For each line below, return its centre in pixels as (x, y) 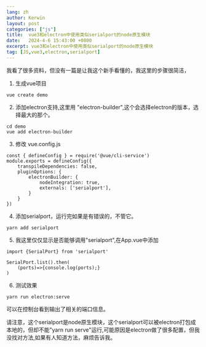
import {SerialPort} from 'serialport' (57, 251)
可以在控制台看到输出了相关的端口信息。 (57, 309)
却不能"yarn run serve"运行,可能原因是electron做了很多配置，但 (114, 330)
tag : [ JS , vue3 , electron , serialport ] (53, 52)
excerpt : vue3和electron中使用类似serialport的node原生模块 (80, 47)
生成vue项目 (31, 83)
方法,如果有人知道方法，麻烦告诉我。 (69, 337)
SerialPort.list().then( (38, 262)
